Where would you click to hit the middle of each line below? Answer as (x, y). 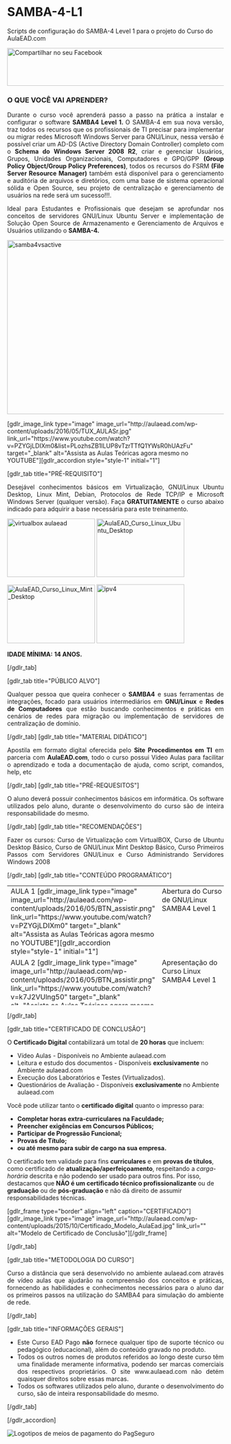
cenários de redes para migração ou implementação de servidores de (115, 716)
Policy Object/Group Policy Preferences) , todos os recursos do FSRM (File (115, 166)
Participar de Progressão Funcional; (69, 1134)
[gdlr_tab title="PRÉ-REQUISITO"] (55, 474)
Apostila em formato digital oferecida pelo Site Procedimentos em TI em (116, 750)
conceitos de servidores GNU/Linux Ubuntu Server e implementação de (115, 216)
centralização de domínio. (44, 723)
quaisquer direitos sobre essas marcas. (73, 1379)
